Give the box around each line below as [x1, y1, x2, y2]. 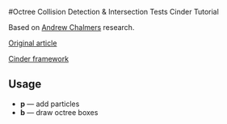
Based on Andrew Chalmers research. [8, 23, 135, 32]
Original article [8, 38, 57, 48]
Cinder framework [8, 54, 69, 63]
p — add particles [19, 99, 80, 109]
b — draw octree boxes [19, 107, 99, 117]
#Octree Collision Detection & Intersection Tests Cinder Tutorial [8, 7, 220, 16]
